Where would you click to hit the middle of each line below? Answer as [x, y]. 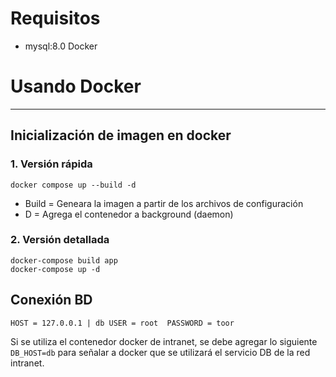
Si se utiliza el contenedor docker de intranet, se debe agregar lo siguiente [164, 341]
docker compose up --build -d [73, 185]
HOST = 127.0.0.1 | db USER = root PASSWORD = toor [122, 323]
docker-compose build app [64, 260]
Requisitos [55, 18]
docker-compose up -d [55, 269]
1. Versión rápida [51, 164]
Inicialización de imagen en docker [121, 135]
